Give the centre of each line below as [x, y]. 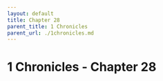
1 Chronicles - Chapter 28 [82, 67]
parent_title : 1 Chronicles [48, 26]
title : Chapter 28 [33, 20]
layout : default [30, 13]
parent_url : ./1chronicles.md [51, 33]
